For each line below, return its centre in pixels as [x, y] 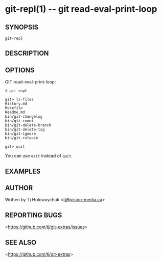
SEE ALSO [21, 242]
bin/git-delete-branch [28, 125]
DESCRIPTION [27, 53]
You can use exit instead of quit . [39, 156]
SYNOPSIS [22, 27]
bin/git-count [20, 121]
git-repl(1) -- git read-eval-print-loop [81, 9]
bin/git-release [22, 138]
